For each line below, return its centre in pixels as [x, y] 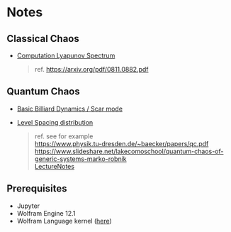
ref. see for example [64, 136]
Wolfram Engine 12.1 [46, 213]
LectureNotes [55, 166]
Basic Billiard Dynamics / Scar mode [70, 109]
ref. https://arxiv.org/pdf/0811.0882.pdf [91, 69]
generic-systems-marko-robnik [80, 159]
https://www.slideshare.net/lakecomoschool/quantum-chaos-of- [129, 151]
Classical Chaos [43, 39]
